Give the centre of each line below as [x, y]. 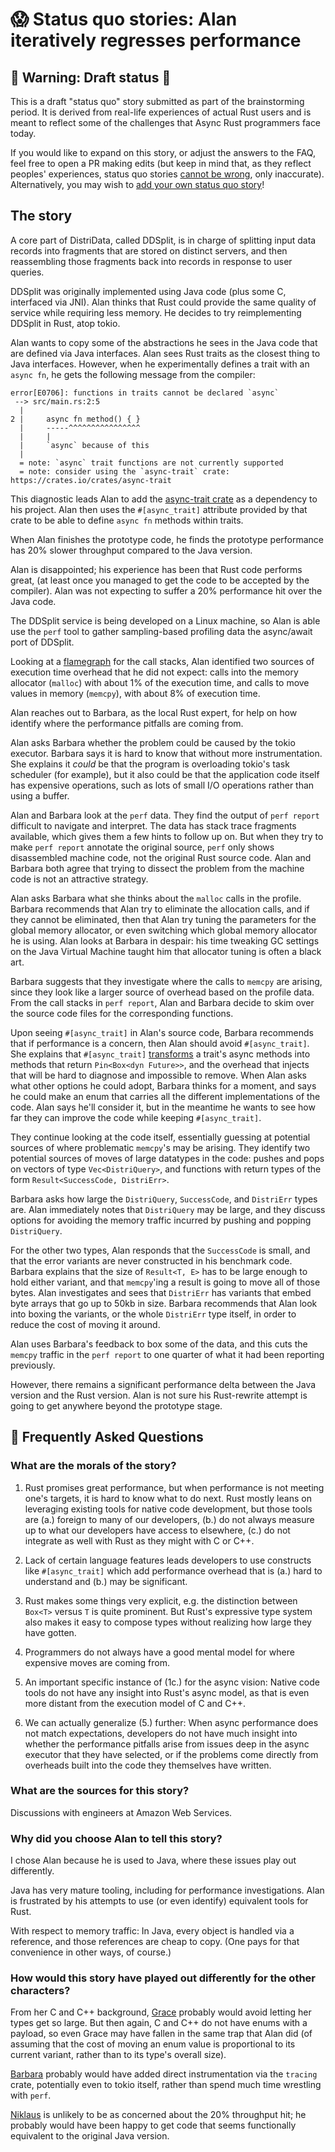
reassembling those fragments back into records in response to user [151, 261]
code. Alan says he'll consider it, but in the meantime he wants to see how [163, 1107]
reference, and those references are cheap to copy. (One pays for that [155, 1942]
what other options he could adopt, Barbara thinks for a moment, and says [163, 1085]
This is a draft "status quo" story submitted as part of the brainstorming [157, 101]
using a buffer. [40, 795]
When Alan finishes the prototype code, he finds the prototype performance [167, 539]
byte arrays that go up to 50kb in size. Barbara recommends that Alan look [164, 1303]
